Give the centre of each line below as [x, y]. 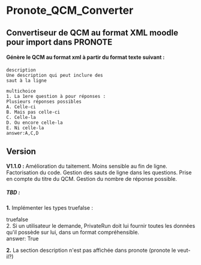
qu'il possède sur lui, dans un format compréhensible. [73, 232]
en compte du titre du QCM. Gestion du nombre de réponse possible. [91, 178]
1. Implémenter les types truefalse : [50, 207]
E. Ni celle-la [25, 128]
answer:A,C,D [22, 133]
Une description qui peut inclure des [55, 75]
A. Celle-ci [21, 107]
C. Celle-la [21, 117]
